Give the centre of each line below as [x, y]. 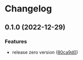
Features [16, 41]
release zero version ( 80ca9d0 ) [45, 52]
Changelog [28, 9]
